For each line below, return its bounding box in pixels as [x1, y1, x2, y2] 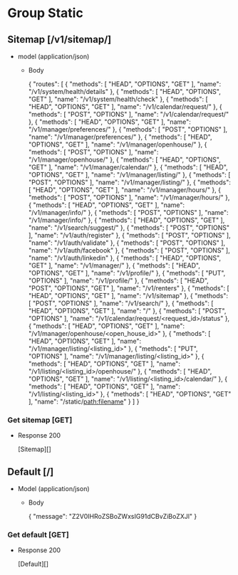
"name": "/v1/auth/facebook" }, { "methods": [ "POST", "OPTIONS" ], [28, 246, 230, 254]
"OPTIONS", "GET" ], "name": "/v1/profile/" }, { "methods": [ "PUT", [28, 269, 226, 277]
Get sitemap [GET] [7, 415, 73, 425]
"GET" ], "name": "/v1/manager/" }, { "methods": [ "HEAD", [28, 261, 201, 270]
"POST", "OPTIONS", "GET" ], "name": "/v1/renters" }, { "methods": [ [28, 284, 229, 292]
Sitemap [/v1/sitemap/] [7, 33, 112, 46]
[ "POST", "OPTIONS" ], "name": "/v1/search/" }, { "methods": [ [28, 299, 214, 307]
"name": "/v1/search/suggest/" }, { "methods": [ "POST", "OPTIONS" [28, 223, 230, 232]
